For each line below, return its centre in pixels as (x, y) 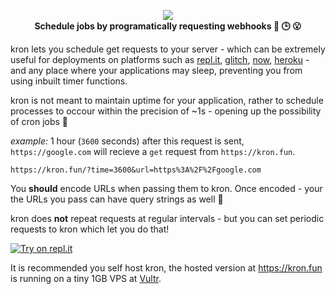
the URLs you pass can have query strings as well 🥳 (117, 199)
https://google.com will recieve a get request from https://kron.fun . (153, 151)
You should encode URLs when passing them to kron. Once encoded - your (166, 188)
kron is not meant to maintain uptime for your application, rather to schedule (167, 100)
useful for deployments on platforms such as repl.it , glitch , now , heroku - (160, 59)
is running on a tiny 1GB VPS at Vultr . (86, 278)
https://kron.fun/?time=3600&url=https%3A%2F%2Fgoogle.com (136, 170)
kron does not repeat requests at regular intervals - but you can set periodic (167, 218)
